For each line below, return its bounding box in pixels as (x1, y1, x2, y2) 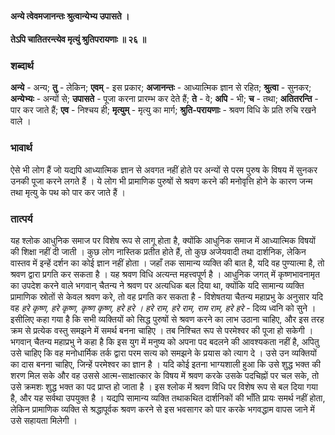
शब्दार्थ (10, 59, 34, 73)
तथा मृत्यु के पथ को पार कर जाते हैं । (10, 186, 127, 198)
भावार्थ (10, 141, 33, 155)
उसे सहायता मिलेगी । (10, 415, 78, 427)
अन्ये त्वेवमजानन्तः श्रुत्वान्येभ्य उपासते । (10, 10, 130, 22)
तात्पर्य (10, 212, 33, 226)
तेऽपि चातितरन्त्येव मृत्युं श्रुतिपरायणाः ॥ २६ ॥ (10, 33, 147, 46)
